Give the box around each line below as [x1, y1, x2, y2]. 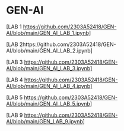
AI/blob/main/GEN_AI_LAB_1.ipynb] [6, 29, 91, 36]
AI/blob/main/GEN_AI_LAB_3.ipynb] [6, 64, 93, 71]
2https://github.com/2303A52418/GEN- [19, 41, 117, 48]
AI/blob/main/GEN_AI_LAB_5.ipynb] [6, 100, 93, 107]
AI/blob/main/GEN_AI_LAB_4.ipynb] [6, 82, 93, 89]
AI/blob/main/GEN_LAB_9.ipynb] [6, 117, 85, 125]
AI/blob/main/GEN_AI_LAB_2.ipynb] [6, 47, 93, 54]
